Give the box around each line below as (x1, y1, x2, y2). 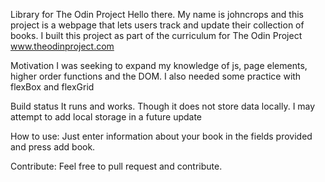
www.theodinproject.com (10, 40, 115, 52)
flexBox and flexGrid (10, 81, 95, 93)
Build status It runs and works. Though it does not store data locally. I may (10, 100, 316, 112)
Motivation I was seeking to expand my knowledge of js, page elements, (10, 60, 308, 71)
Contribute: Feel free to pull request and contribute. (10, 160, 223, 172)
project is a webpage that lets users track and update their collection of (10, 19, 305, 31)
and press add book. (10, 141, 96, 153)
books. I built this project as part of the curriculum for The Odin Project (10, 30, 303, 41)
